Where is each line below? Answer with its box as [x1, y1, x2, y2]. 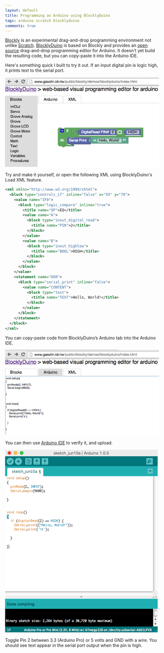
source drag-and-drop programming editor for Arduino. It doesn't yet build [5, 48, 155, 54]
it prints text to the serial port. [5, 67, 65, 73]
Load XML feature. [5, 177, 42, 183]
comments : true [5, 23, 36, 28]
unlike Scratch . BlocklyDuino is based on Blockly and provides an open [5, 42, 148, 48]
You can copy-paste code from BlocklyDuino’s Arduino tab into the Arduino [5, 335, 156, 341]
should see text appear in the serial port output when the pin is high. [5, 642, 143, 649]
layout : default [5, 8, 38, 13]
